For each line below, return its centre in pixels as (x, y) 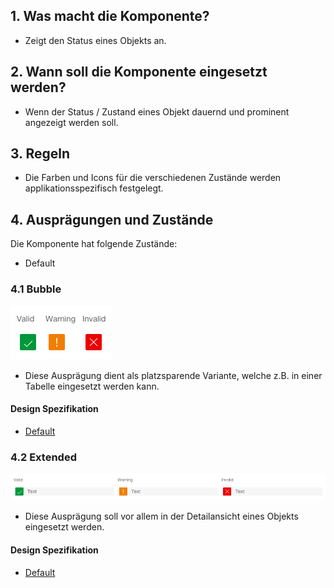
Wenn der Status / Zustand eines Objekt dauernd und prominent (157, 111)
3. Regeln (40, 154)
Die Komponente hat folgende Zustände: (94, 244)
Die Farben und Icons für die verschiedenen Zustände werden (153, 178)
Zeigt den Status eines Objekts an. (95, 40)
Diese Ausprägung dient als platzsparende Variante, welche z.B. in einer (173, 375)
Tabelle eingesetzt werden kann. (92, 386)
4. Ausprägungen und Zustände (112, 219)
